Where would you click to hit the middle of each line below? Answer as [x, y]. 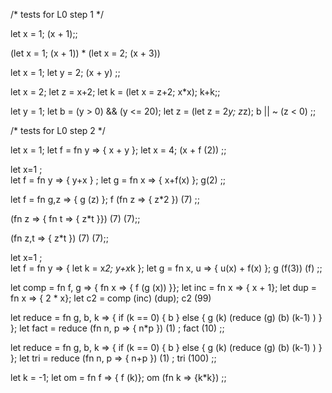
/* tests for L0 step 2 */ [58, 130]
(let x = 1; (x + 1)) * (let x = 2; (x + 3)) [85, 53]
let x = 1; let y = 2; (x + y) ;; [65, 72]
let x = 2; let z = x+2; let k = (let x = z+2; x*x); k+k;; [115, 92]
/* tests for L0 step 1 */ [57, 14]
